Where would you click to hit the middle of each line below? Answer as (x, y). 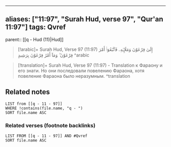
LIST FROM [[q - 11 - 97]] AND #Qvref (46, 136)
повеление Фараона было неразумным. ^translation (74, 76)
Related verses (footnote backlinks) (50, 125)
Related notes (27, 92)
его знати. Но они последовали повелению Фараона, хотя (81, 70)
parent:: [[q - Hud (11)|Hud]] (34, 39)
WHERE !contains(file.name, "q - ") (44, 108)
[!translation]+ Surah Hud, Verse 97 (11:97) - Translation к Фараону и (90, 65)
